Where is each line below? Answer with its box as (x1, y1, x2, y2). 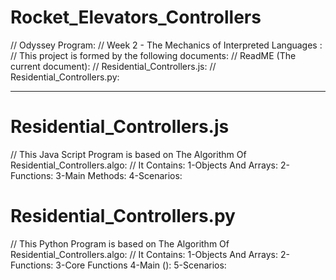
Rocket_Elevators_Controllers (10, 6, 262, 29)
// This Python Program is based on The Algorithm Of (10, 237, 230, 250)
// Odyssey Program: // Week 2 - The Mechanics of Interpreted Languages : (10, 39, 323, 51)
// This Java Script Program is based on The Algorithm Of (10, 148, 247, 160)
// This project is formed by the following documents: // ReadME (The (10, 49, 297, 61)
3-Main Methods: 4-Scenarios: (55, 169, 183, 181)
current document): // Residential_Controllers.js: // (10, 60, 217, 72)
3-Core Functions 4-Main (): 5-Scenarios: (55, 259, 227, 271)
